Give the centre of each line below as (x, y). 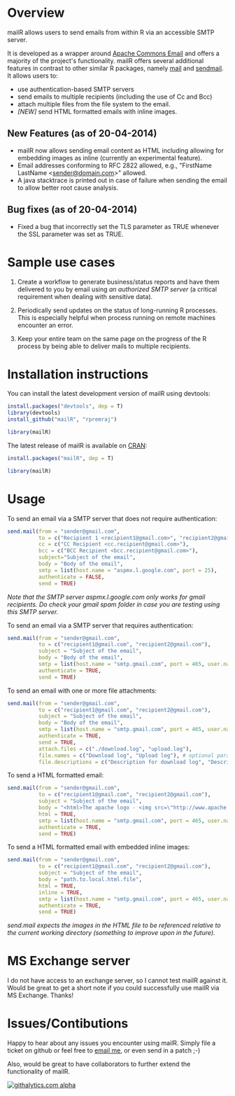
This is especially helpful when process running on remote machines (116, 317)
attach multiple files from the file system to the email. (94, 104)
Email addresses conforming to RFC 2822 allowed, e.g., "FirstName (114, 165)
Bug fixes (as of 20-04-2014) (72, 210)
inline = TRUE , (60, 892)
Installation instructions (78, 374)
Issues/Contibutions (68, 1024)
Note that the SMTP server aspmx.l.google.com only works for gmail (106, 597)
